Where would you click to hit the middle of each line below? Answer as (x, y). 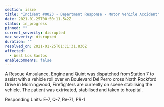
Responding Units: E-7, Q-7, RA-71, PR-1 (45, 100)
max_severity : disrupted (31, 37)
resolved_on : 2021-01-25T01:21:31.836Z (46, 46)
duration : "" (18, 42)
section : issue (21, 10)
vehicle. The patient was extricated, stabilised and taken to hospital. (74, 90)
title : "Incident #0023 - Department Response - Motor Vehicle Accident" (82, 14)
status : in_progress (26, 23)
